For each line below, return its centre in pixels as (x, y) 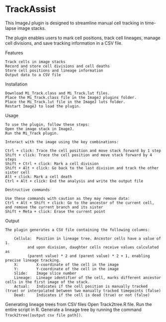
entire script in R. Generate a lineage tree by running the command (73, 310)
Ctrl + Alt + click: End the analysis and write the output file (74, 181)
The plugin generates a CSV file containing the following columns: (78, 230)
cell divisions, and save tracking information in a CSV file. (64, 43)
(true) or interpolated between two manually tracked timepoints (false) (83, 291)
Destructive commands (28, 190)
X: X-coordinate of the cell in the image (67, 264)
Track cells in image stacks (35, 62)
